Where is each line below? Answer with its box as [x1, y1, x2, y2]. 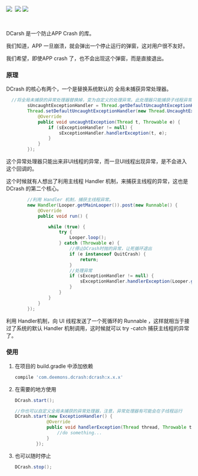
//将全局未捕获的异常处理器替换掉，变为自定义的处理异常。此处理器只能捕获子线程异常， [11, 97, 197, 103]
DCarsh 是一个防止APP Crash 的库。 [6, 30, 95, 36]
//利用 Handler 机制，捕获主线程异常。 [27, 197, 114, 203]
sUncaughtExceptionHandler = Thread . [27, 103, 120, 109]
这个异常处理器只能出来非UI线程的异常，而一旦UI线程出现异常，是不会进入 [6, 158, 187, 165]
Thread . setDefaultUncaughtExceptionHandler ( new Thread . [27, 108, 167, 114]
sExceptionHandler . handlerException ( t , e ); [58, 130, 167, 136]
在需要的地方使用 [14, 385, 57, 392]
